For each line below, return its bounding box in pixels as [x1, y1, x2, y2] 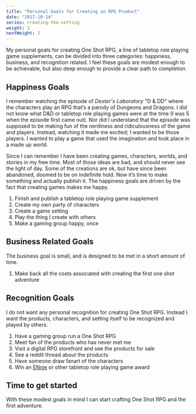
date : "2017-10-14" [6, 14, 54, 20]
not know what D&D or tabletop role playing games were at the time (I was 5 [6, 110, 190, 117]
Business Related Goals [6, 237, 94, 247]
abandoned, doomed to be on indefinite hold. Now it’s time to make [6, 171, 168, 178]
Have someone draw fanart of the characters [14, 357, 123, 364]
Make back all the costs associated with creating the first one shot [14, 270, 175, 277]
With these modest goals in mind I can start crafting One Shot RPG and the [6, 396, 186, 403]
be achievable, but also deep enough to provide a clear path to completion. [6, 65, 187, 72]
